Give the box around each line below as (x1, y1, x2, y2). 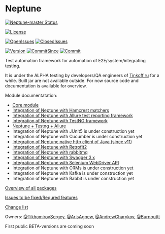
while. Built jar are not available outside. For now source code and (5, 78, 139, 83)
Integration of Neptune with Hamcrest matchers (12, 107, 109, 113)
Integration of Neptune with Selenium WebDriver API (12, 159, 119, 165)
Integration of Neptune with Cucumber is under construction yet (12, 133, 143, 139)
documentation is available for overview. (5, 82, 87, 89)
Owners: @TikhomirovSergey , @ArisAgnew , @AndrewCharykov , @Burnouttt (5, 213, 160, 220)
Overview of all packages (5, 185, 57, 191)
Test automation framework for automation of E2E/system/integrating (5, 57, 146, 63)
